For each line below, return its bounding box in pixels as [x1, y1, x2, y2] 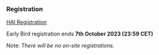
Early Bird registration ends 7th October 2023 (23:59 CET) [6, 30, 154, 37]
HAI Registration [6, 19, 47, 26]
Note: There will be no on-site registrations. [6, 42, 115, 50]
